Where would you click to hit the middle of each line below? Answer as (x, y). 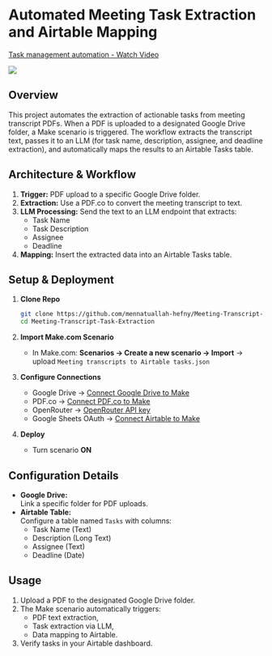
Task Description (60, 228)
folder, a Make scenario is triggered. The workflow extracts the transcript (130, 132)
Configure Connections (60, 377)
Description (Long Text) (72, 538)
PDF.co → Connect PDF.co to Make (91, 402)
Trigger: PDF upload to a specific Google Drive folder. (110, 194)
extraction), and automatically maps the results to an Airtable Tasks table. (131, 149)
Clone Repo (40, 299)
